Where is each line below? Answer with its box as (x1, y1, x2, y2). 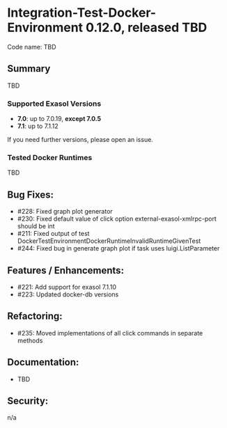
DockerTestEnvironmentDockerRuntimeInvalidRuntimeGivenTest (17, 237, 201, 245)
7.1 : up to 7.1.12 (17, 122, 58, 130)
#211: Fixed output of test (17, 230, 90, 238)
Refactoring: (7, 310, 63, 322)
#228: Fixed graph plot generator (17, 207, 113, 216)
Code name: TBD (7, 42, 57, 51)
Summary (7, 63, 51, 74)
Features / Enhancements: (7, 264, 124, 276)
